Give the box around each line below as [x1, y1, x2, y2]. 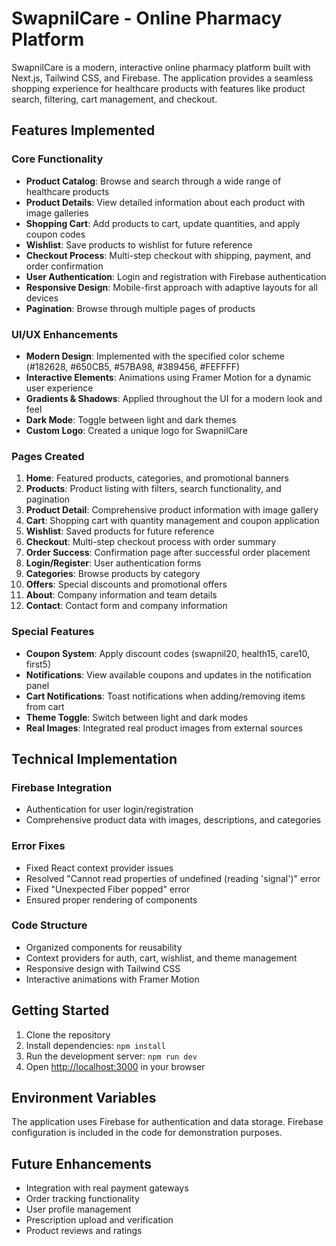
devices [25, 292, 59, 304]
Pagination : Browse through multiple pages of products [25, 302, 256, 314]
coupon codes [25, 228, 86, 240]
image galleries [25, 207, 89, 219]
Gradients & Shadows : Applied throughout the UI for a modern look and [25, 392, 323, 404]
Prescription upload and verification [25, 1214, 174, 1226]
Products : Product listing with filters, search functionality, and [25, 483, 282, 495]
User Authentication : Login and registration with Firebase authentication [25, 270, 327, 282]
